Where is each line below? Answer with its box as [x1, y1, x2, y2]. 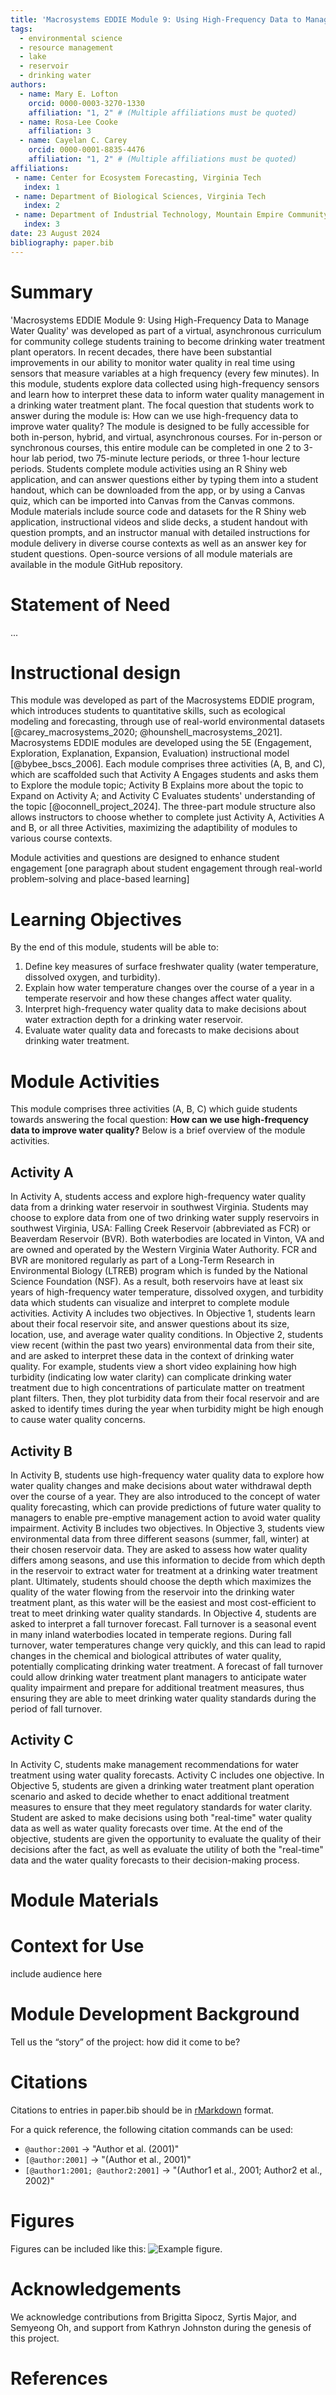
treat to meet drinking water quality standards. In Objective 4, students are [10, 1607, 317, 1619]
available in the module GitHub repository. [10, 558, 183, 570]
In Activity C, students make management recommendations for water [10, 1758, 300, 1770]
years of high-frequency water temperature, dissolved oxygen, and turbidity [10, 1286, 324, 1298]
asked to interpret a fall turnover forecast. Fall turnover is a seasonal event [10, 1617, 317, 1630]
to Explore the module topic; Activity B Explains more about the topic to [10, 779, 304, 791]
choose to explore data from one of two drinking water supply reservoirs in [10, 1212, 320, 1224]
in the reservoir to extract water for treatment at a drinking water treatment [10, 1564, 318, 1576]
